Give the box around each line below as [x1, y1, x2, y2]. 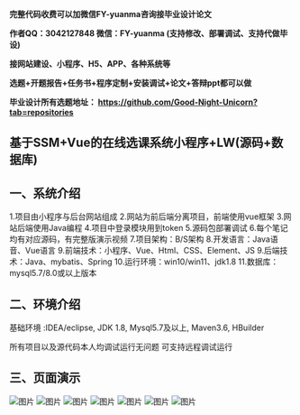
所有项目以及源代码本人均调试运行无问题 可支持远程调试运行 [9, 342, 232, 353]
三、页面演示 [9, 370, 81, 386]
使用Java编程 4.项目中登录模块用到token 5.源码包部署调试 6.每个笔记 [32, 223, 288, 234]
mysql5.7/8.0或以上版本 [9, 268, 97, 279]
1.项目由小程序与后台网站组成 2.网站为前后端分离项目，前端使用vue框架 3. [9, 211, 284, 222]
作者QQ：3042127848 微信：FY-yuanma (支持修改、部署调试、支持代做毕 [9, 28, 288, 39]
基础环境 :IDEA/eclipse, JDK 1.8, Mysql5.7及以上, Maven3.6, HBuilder [9, 322, 265, 333]
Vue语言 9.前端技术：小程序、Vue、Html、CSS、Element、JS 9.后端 [24, 245, 281, 256]
